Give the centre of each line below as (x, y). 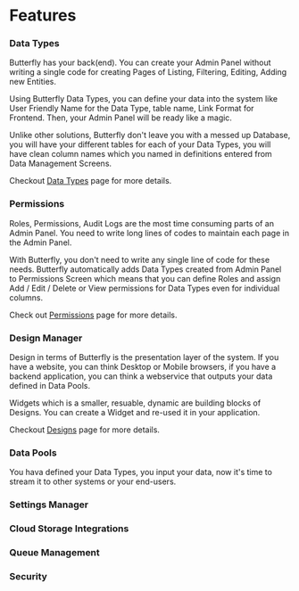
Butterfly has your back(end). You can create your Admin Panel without (140, 62)
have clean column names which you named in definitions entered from (141, 154)
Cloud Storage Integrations (69, 529)
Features (43, 16)
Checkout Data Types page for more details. (91, 181)
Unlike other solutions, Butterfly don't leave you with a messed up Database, (150, 135)
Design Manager (46, 338)
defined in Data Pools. (50, 386)
